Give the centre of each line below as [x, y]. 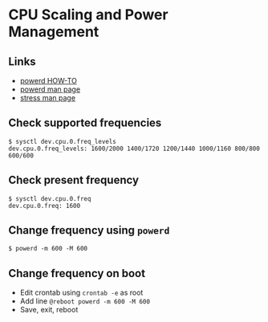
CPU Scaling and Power [88, 15]
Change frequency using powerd [89, 230]
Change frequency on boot [77, 273]
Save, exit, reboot [49, 310]
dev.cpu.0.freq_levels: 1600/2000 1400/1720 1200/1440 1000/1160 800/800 [134, 149]
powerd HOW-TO [49, 81]
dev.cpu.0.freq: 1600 [45, 206]
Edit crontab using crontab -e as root [81, 293]
